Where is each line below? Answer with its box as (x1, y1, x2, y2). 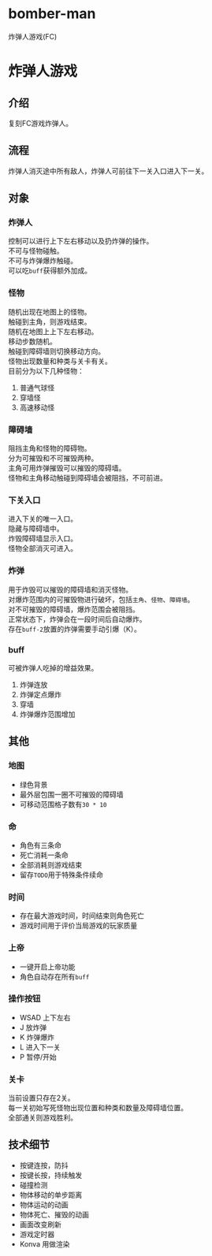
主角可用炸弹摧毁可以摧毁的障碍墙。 (8, 463, 126, 473)
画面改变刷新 (19, 1219, 61, 1229)
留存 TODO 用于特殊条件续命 (19, 870, 104, 879)
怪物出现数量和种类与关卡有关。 (8, 356, 112, 366)
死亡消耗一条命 (19, 850, 69, 860)
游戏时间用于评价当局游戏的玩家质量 (19, 921, 138, 931)
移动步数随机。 (8, 336, 57, 346)
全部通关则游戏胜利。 (8, 1113, 77, 1123)
